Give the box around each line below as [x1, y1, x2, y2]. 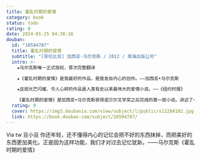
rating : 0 [6, 25, 31, 32]
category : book [6, 14, 44, 20]
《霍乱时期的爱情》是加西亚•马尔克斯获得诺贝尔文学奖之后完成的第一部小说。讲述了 [17, 97, 193, 103]
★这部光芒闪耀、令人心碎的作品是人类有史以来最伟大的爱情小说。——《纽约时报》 [17, 86, 185, 92]
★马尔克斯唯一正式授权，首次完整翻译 [17, 64, 96, 71]
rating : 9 [11, 103, 36, 109]
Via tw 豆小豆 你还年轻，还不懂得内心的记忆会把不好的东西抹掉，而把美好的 [6, 131, 193, 138]
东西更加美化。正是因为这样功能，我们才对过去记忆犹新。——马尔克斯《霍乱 [6, 139, 195, 146]
